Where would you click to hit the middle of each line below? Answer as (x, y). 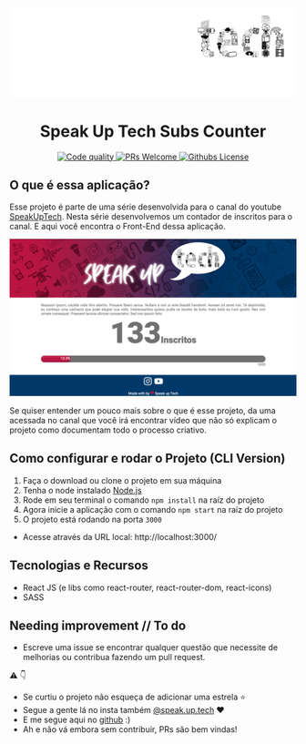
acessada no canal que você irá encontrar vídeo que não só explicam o (143, 420)
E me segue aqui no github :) (76, 720)
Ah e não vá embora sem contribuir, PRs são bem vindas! (130, 729)
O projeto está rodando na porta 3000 (92, 519)
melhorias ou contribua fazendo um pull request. (114, 657)
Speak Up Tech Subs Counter (153, 131)
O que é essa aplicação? (80, 185)
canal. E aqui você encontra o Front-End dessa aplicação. (117, 227)
